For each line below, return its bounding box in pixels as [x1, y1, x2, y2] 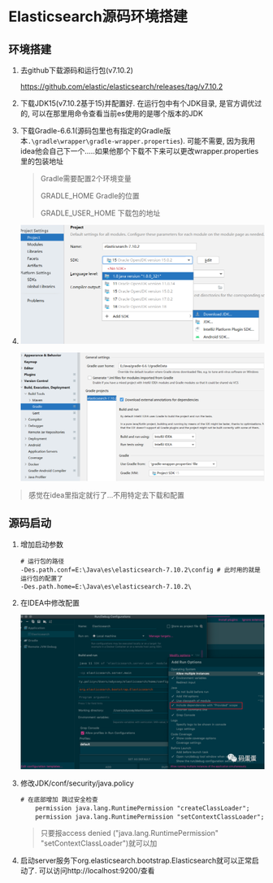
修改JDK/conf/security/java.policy [19, 778, 134, 788]
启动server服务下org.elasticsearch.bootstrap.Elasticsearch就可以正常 [19, 855, 252, 866]
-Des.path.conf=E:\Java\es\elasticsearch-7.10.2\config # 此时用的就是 [19, 566, 262, 574]
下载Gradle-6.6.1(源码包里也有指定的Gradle [19, 126, 164, 135]
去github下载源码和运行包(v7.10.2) [19, 66, 134, 75]
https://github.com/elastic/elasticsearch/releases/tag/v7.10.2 [19, 82, 223, 91]
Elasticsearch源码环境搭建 [8, 7, 188, 26]
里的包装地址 [19, 156, 63, 166]
